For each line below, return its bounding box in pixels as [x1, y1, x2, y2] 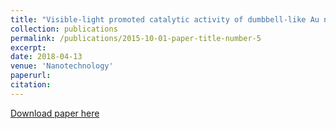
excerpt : [10, 42, 47, 53]
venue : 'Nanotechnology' [10, 61, 114, 71]
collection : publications [10, 24, 118, 34]
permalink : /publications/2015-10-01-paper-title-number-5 [10, 33, 262, 43]
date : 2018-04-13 [10, 52, 83, 62]
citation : [10, 80, 52, 90]
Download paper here [10, 107, 100, 119]
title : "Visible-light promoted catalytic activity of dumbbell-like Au [10, 14, 320, 25]
